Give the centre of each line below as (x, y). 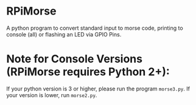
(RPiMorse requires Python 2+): (88, 72)
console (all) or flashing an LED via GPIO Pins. (64, 34)
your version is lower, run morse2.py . (52, 95)
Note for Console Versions (75, 59)
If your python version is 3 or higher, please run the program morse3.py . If (98, 89)
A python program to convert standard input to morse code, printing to (95, 28)
